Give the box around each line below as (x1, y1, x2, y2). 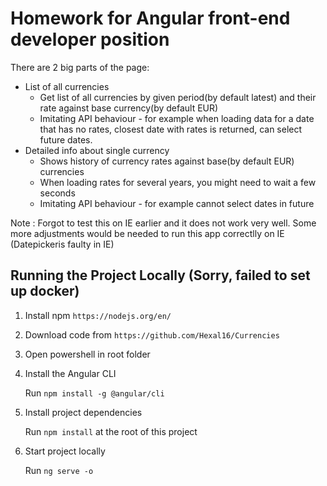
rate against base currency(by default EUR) (39, 102, 219, 114)
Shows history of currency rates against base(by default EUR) (39, 155, 295, 167)
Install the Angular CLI (24, 367, 117, 379)
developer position (10, 28, 170, 51)
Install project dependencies (24, 406, 143, 418)
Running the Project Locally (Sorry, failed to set (10, 267, 311, 284)
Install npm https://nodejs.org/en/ (24, 309, 172, 321)
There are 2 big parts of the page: (10, 61, 150, 73)
